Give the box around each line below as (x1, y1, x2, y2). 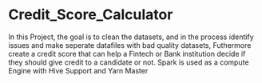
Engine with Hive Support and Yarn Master (8, 65, 149, 75)
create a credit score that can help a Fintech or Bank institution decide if (8, 49, 246, 58)
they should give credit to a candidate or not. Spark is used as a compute (8, 57, 249, 67)
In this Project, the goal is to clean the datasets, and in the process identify (8, 32, 254, 41)
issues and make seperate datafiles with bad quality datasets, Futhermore (8, 40, 252, 49)
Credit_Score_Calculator (8, 6, 173, 24)
